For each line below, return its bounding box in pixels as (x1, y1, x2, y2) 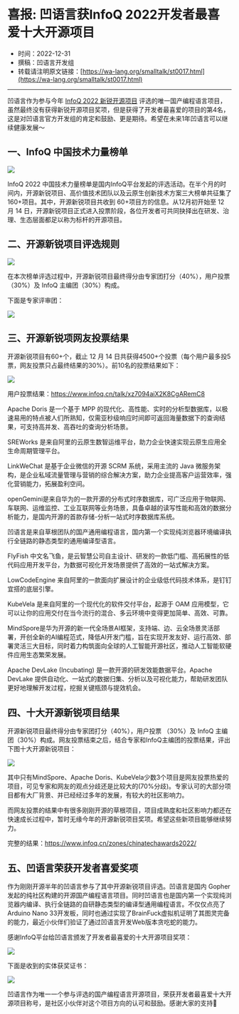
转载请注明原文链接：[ (17, 67, 83, 76)
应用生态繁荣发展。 (13, 651, 70, 659)
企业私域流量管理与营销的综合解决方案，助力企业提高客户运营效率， (26, 471, 225, 480)
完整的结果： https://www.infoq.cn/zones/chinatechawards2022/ (7, 839, 197, 848)
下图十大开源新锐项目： (7, 745, 76, 753)
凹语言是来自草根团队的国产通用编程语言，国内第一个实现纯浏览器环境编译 (7, 528, 225, 537)
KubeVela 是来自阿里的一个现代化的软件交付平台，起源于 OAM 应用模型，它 (7, 600, 229, 609)
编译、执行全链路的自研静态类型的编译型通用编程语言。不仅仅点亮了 (26, 900, 225, 909)
